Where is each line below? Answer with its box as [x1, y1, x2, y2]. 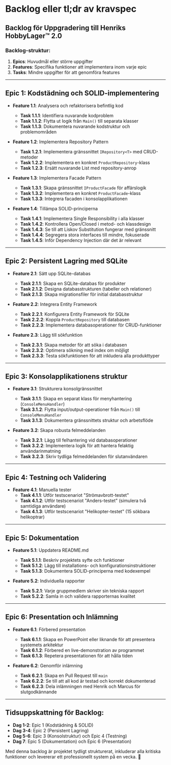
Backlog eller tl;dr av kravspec [5, 3, 136, 15]
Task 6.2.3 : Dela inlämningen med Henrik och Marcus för [20, 683, 141, 689]
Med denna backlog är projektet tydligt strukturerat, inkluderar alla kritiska [5, 748, 161, 754]
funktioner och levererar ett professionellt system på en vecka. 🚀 [5, 753, 141, 760]
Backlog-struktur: [5, 47, 51, 54]
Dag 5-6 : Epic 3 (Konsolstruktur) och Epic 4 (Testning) [12, 733, 127, 739]
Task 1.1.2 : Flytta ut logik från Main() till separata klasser [20, 118, 139, 124]
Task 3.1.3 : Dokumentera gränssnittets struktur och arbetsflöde [20, 418, 154, 424]
